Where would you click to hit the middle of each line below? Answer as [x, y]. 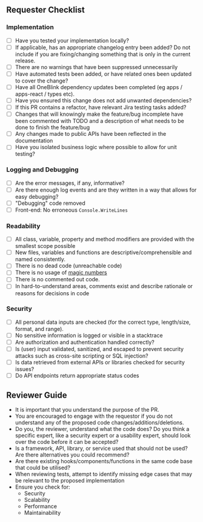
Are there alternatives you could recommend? [72, 455]
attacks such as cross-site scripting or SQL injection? [82, 356]
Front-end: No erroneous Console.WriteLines [72, 210]
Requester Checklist [45, 10]
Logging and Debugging [42, 170]
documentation [34, 141]
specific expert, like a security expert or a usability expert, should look [103, 435]
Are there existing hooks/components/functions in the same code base [104, 461]
